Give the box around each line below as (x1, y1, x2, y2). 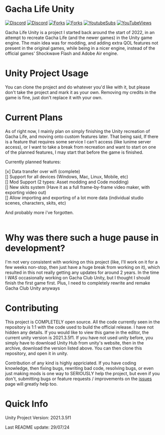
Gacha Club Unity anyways (5, 285, 60, 291)
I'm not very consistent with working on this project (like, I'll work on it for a (5, 259, 158, 265)
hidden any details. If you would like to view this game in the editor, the (5, 329, 149, 335)
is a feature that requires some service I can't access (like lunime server (5, 138, 151, 144)
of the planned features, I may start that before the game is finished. (5, 149, 144, 155)
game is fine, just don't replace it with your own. (5, 94, 103, 100)
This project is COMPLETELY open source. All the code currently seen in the (5, 319, 160, 325)
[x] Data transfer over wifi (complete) (5, 168, 80, 174)
